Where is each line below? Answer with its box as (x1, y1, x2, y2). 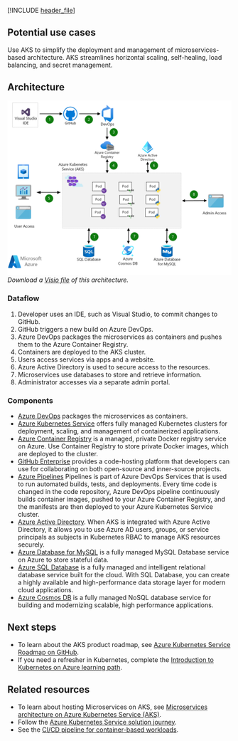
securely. (17, 540, 45, 549)
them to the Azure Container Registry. (17, 340, 129, 348)
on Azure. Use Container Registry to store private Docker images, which (17, 442, 229, 451)
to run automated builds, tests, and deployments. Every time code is (17, 480, 217, 488)
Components (7, 395, 53, 405)
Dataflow (7, 293, 40, 303)
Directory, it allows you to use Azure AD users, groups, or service (17, 525, 210, 533)
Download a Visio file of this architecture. (7, 275, 129, 284)
